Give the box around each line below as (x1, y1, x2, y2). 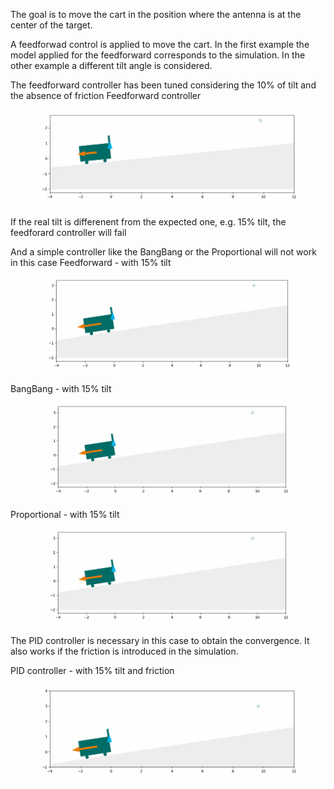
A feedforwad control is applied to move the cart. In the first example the (10, 39, 310, 50)
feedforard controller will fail (10, 226, 127, 238)
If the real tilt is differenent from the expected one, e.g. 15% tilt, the (10, 215, 287, 228)
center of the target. (10, 19, 93, 31)
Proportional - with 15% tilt (10, 509, 120, 521)
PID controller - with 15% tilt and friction (10, 665, 175, 677)
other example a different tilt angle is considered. (10, 60, 213, 71)
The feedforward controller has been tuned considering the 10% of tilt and (10, 79, 317, 91)
